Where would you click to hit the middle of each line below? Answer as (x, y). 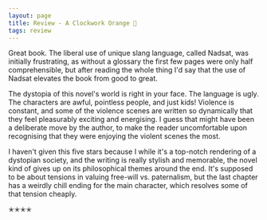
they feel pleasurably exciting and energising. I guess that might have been (132, 120)
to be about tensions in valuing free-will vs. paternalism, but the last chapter (133, 177)
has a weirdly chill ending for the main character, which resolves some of (128, 186)
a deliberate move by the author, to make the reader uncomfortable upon (128, 128)
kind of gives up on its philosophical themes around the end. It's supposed (131, 169)
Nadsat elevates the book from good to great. (83, 79)
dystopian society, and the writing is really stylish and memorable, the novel (133, 160)
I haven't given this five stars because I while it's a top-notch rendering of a (132, 151)
